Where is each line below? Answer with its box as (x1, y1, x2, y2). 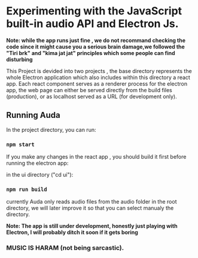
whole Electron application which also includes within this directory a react (6, 74, 190, 81)
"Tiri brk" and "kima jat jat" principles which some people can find (6, 49, 175, 56)
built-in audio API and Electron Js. (6, 17, 179, 31)
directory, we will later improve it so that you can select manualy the (6, 205, 174, 212)
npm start (6, 141, 35, 148)
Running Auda (6, 110, 61, 120)
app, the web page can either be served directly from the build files (6, 86, 172, 93)
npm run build (6, 186, 47, 193)
